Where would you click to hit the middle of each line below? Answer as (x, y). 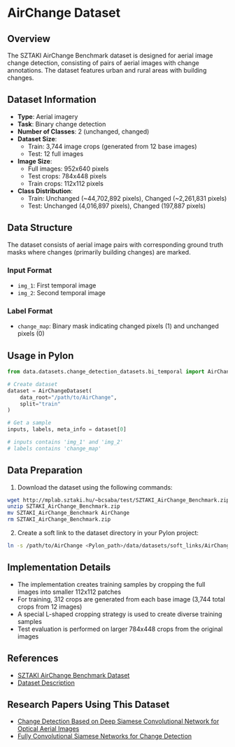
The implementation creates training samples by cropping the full (111, 584)
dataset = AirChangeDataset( (50, 391)
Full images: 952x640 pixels (68, 169)
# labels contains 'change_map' (54, 448)
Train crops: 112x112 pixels (65, 183)
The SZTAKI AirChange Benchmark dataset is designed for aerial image (110, 55)
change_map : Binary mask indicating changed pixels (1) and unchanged (118, 326)
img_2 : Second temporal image (62, 292)
